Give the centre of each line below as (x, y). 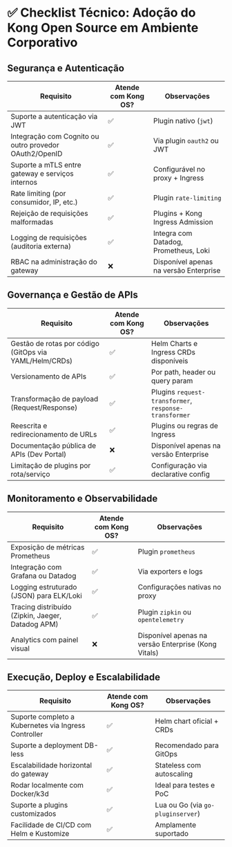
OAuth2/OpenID (37, 154)
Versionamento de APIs (49, 376)
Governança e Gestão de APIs (72, 295)
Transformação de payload (55, 399)
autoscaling (174, 774)
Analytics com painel (45, 639)
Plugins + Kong (177, 213)
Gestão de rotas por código (55, 343)
